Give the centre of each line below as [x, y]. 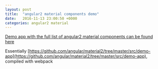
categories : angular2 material [37, 23]
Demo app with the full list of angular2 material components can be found [79, 37]
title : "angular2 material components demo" [52, 14]
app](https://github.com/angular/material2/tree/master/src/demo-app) [76, 56]
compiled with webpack [29, 61]
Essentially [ [17, 51]
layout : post [18, 9]
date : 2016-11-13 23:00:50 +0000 [41, 18]
